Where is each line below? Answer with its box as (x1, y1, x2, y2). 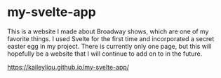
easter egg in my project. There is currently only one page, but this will (7, 42, 212, 50)
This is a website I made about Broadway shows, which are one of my (7, 27, 209, 36)
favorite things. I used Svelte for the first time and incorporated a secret (7, 34, 215, 42)
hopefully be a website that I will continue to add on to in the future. (7, 49, 203, 58)
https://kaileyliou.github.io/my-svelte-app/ (7, 63, 130, 71)
